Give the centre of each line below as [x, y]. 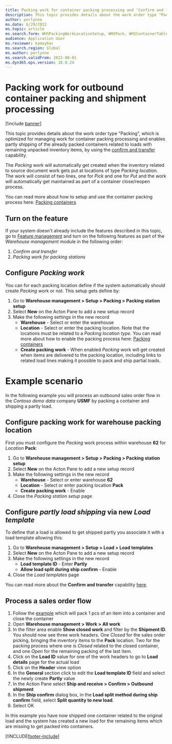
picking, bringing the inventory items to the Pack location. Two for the [86, 641]
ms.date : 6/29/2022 [26, 24]
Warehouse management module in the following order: [64, 242]
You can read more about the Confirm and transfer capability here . [76, 585]
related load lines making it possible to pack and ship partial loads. [91, 360]
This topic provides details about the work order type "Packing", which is [82, 134]
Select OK [23, 706]
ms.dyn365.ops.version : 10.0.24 [40, 62]
